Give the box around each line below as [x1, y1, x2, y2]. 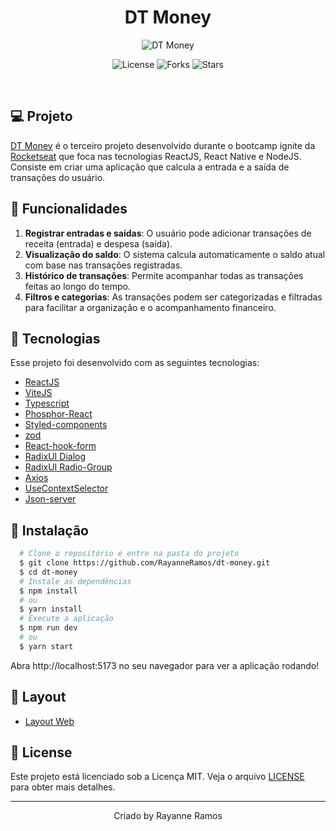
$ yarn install [19, 604, 83, 615]
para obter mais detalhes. [10, 781, 116, 793]
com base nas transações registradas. [24, 259, 183, 271]
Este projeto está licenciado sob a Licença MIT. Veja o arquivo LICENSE [10, 771, 305, 783]
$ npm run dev [19, 623, 78, 633]
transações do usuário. [10, 171, 106, 183]
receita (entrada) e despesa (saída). [24, 237, 173, 250]
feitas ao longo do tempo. [24, 280, 131, 292]
